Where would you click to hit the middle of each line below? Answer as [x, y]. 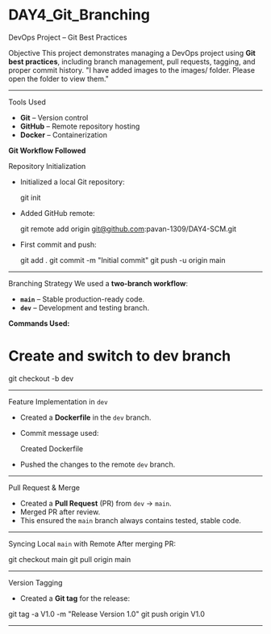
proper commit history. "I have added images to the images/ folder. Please [132, 70]
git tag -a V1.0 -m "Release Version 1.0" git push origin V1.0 [107, 614]
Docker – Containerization [63, 134]
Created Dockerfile [51, 448]
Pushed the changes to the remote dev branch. [98, 464]
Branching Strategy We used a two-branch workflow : [98, 283]
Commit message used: [59, 433]
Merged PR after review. [60, 512]
